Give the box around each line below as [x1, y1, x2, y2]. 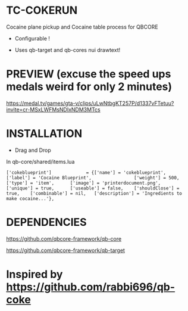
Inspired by [6, 268, 63, 281]
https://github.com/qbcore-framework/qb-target [6, 247, 125, 254]
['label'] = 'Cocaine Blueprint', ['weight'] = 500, [6, 175, 180, 181]
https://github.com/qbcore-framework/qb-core [6, 235, 122, 242]
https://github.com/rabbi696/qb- [6, 280, 176, 294]
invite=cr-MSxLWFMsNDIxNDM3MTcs [6, 105, 101, 113]
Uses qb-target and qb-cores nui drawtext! [14, 46, 121, 54]
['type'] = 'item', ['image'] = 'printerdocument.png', [6, 180, 161, 186]
